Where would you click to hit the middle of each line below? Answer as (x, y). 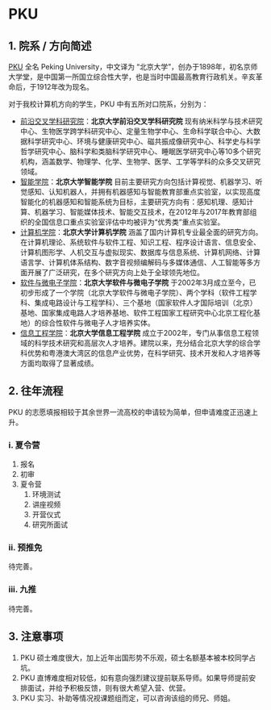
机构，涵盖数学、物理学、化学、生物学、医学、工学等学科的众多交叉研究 (140, 161)
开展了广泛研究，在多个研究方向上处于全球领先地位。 (115, 272)
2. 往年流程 (36, 391)
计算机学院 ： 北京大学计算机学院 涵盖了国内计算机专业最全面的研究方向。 (141, 232)
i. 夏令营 (24, 445)
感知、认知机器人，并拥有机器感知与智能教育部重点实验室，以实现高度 (144, 192)
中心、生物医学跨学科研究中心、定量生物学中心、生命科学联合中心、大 (137, 131)
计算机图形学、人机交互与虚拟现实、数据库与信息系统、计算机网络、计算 (140, 252)
